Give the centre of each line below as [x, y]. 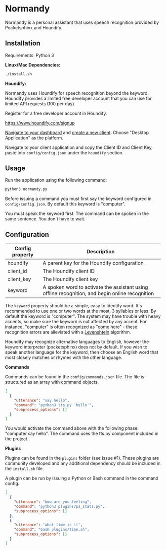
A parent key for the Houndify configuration [93, 263]
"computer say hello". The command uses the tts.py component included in [82, 434]
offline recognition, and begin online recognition [98, 293]
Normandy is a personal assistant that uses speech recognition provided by [82, 22]
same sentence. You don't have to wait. [45, 219]
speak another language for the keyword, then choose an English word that [82, 352]
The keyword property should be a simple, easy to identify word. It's [74, 306]
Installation [23, 43]
